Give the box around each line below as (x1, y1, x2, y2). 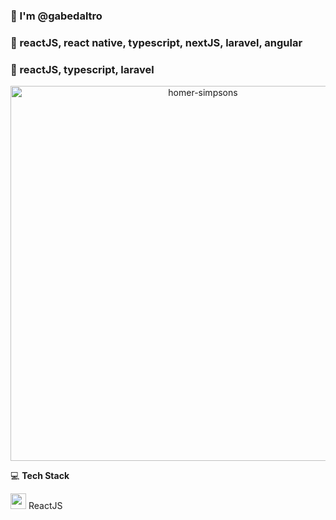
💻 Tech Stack (10, 470, 70, 482)
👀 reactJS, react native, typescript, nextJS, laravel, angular (10, 35, 303, 49)
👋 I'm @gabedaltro (10, 9, 103, 23)
